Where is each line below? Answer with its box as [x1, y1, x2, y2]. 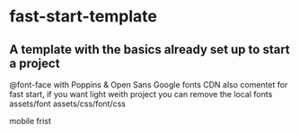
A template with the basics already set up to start [9, 42, 290, 57]
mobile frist [9, 116, 52, 126]
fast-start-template [9, 6, 157, 27]
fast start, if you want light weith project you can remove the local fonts [9, 89, 273, 99]
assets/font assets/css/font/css [9, 98, 126, 109]
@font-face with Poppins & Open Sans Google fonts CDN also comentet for [9, 79, 288, 90]
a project [9, 55, 60, 71]
